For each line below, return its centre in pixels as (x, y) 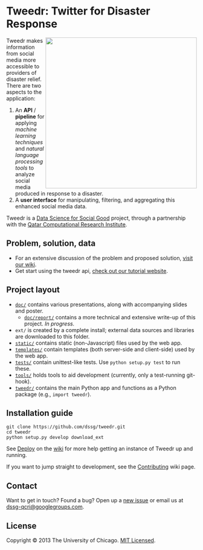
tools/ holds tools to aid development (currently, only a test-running (100, 375)
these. (23, 368)
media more (21, 60)
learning (25, 136)
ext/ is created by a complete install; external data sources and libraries (105, 330)
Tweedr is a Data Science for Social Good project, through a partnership (96, 218)
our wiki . (26, 264)
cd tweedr (19, 432)
